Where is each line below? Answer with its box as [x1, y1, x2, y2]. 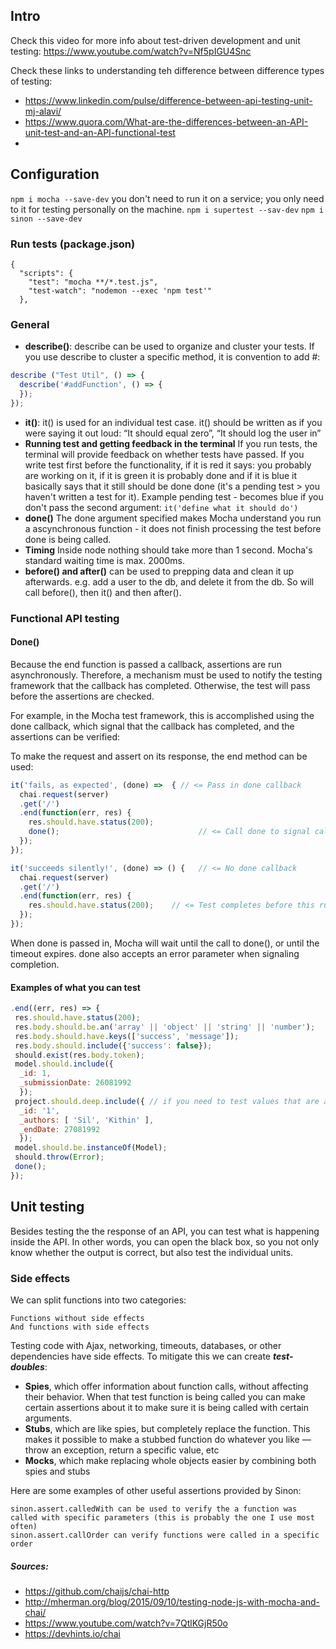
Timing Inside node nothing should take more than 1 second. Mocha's [24, 544, 313, 556]
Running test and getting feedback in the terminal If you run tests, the [24, 437, 318, 449]
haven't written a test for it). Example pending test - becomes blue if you [24, 490, 324, 503]
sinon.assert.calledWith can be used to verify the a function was [10, 1504, 298, 1514]
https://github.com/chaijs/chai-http [24, 1585, 170, 1597]
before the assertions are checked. [10, 690, 155, 702]
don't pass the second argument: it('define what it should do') [24, 501, 299, 513]
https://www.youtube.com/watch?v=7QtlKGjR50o [24, 1617, 228, 1629]
